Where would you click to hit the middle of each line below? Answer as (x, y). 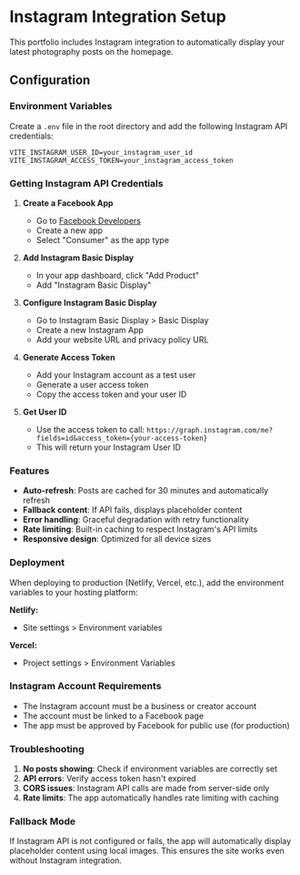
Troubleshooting (47, 748)
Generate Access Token (69, 357)
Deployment (37, 563)
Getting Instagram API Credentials (86, 183)
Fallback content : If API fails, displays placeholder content (132, 510)
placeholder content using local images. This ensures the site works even (147, 851)
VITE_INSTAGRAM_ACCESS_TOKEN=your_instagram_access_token (121, 160)
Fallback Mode (42, 821)
